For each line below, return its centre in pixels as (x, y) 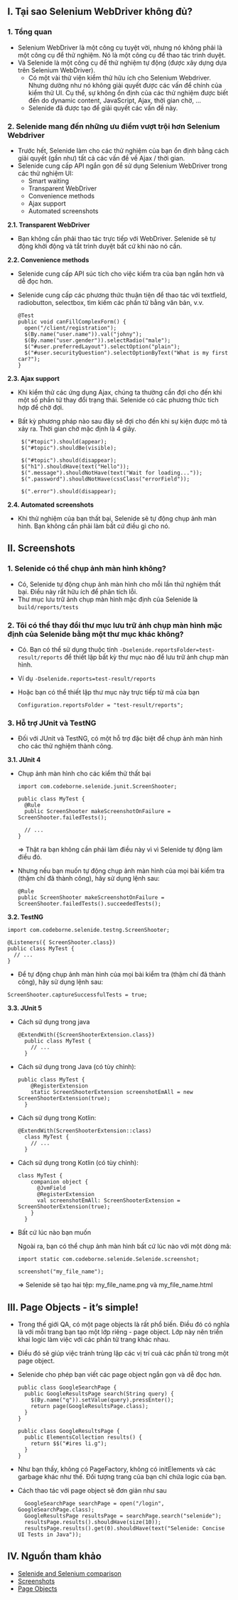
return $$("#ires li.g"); (69, 1444)
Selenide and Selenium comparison (70, 1573)
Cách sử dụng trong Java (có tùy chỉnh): (77, 1067)
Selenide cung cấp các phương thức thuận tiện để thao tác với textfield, (122, 295)
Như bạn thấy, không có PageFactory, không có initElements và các (117, 1469)
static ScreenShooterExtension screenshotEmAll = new (112, 1092)
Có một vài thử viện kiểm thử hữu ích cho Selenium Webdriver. (119, 77)
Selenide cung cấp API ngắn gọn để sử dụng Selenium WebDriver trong (122, 166)
